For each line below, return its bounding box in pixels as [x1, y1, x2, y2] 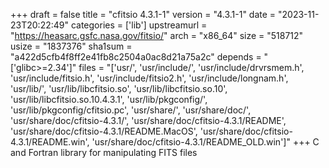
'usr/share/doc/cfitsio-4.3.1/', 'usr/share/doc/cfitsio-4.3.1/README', [10, 115, 287, 126]
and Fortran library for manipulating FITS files [10, 147, 198, 158]
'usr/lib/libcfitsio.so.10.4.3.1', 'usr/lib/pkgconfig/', [10, 94, 208, 105]
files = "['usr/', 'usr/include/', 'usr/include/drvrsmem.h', [78, 62, 305, 73]
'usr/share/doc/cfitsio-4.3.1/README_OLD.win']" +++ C [91, 136, 320, 148]
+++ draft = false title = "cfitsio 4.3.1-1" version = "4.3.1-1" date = [10, 9, 277, 20]
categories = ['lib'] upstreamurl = [70, 19, 208, 31]
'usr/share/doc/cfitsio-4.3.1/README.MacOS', [10, 125, 198, 137]
